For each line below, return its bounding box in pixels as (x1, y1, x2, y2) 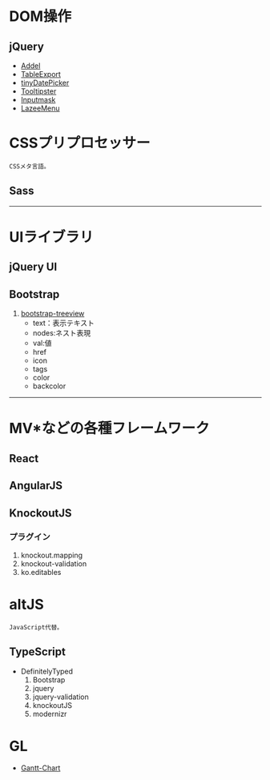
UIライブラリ (9, 227, 95, 246)
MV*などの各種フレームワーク (9, 420, 210, 437)
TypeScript (9, 645, 66, 659)
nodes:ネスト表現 (32, 328, 91, 338)
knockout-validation (20, 558, 87, 569)
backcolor (32, 381, 66, 391)
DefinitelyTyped (20, 666, 74, 676)
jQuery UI (9, 260, 58, 274)
